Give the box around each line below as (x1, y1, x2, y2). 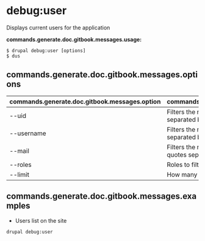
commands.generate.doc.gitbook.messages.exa (6, 191, 197, 202)
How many (167, 170, 198, 179)
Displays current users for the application (6, 24, 110, 31)
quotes (167, 150, 187, 159)
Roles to (167, 160, 190, 169)
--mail (9, 146, 29, 155)
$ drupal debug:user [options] (6, 47, 86, 54)
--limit (9, 170, 29, 179)
